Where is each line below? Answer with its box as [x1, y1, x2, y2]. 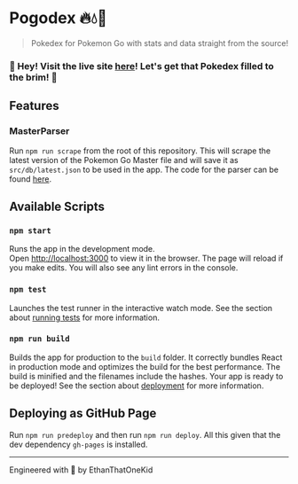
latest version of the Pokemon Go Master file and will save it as [9, 154, 239, 165]
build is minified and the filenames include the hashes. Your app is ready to [9, 371, 284, 381]
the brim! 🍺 [9, 71, 58, 83]
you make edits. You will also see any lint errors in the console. [9, 262, 239, 273]
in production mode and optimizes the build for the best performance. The [9, 361, 281, 371]
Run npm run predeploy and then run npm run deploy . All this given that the [9, 429, 281, 440]
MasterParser [9, 125, 70, 137]
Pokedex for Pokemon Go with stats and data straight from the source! [30, 37, 289, 48]
